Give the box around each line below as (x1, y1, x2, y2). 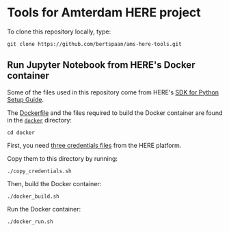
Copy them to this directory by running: (7, 154, 118, 162)
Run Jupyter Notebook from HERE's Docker (7, 60, 196, 71)
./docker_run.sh (7, 218, 53, 225)
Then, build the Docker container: (7, 179, 102, 188)
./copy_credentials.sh (7, 168, 72, 175)
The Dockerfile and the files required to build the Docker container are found (7, 108, 223, 117)
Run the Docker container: (7, 205, 81, 213)
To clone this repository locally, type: (7, 27, 111, 36)
